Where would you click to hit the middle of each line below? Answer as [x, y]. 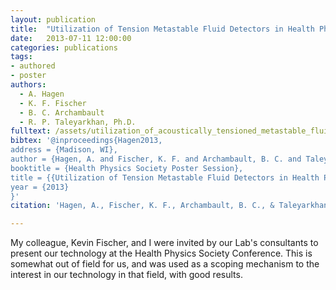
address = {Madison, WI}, [64, 150]
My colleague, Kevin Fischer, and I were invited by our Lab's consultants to [164, 243]
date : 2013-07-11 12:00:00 [71, 38]
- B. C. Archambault [62, 112]
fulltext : [31, 131]
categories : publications [64, 47]
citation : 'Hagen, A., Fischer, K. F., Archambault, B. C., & [142, 206]
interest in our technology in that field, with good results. [126, 275]
